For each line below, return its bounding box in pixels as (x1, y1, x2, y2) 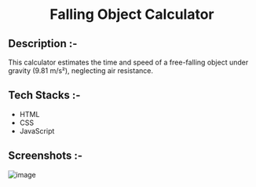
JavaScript (19, 126, 55, 135)
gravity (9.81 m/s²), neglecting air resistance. (8, 66, 153, 75)
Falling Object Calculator (49, 5, 214, 24)
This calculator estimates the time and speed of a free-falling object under (8, 57, 249, 67)
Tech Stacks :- (8, 89, 81, 102)
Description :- (8, 37, 78, 50)
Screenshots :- (8, 149, 83, 163)
